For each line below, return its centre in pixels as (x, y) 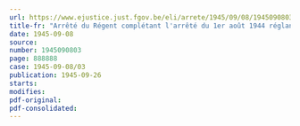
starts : (24, 83)
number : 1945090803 (46, 51)
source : (24, 42)
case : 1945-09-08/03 (48, 67)
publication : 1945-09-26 (55, 75)
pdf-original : (36, 100)
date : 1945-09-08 (42, 34)
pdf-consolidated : (43, 108)
